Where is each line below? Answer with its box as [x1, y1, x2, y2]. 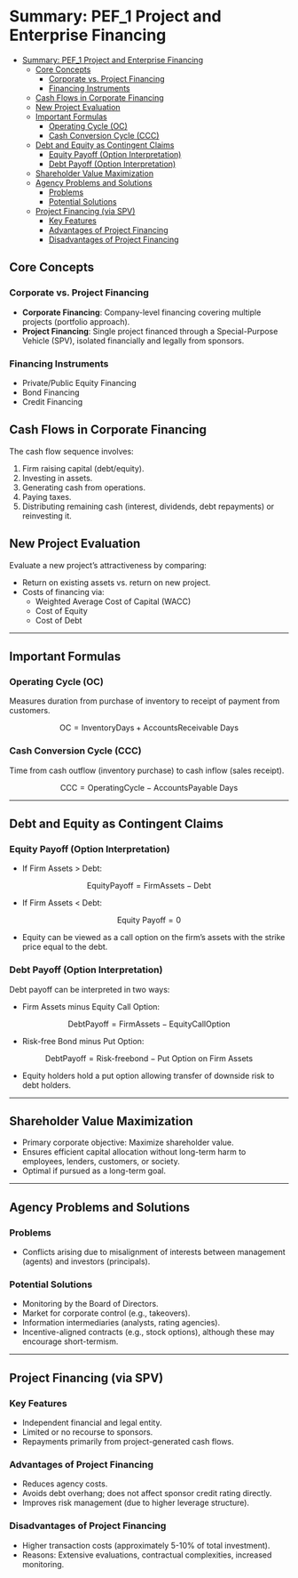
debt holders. [21, 1079, 72, 1091]
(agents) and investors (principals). [21, 1256, 151, 1267]
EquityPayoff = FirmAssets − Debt [87, 881, 211, 891]
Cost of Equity [35, 605, 89, 616]
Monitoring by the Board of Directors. [21, 1299, 159, 1309]
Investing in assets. [21, 472, 93, 483]
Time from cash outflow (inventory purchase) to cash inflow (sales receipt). [9, 765, 285, 776]
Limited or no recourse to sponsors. [21, 1427, 153, 1437]
